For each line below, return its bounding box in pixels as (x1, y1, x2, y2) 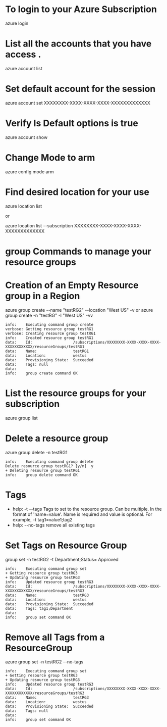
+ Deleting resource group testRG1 (5, 468, 80, 473)
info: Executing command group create (5, 322, 94, 327)
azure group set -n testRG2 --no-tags (5, 659, 84, 665)
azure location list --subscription (5, 222, 73, 228)
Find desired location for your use (5, 186, 150, 198)
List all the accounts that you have (5, 38, 152, 50)
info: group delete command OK (5, 472, 78, 477)
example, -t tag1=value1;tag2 (12, 516, 73, 522)
